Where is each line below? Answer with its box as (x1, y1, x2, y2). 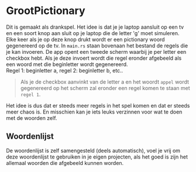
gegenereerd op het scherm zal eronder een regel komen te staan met (20, 84, 190, 91)
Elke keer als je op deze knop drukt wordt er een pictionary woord (6, 36, 165, 43)
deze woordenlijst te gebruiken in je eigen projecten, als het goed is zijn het (6, 153, 188, 160)
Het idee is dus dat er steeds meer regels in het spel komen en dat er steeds (6, 102, 190, 109)
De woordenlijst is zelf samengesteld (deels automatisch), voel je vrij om (6, 147, 180, 154)
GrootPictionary (6, 4, 86, 18)
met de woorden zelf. (6, 114, 57, 121)
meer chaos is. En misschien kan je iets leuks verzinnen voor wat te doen (6, 108, 183, 115)
